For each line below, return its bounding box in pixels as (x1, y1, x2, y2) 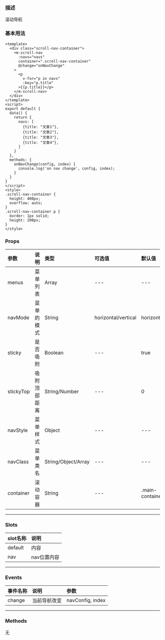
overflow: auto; (9, 201, 43, 205)
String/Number (44, 388, 79, 395)
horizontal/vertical (94, 314, 137, 321)
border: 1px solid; (9, 213, 50, 218)
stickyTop (7, 388, 30, 395)
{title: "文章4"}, (23, 140, 59, 145)
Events (5, 574, 22, 581)
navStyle (7, 427, 28, 434)
